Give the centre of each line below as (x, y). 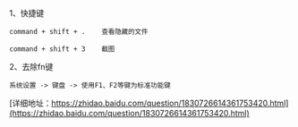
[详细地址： (30, 103)
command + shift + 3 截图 (62, 49)
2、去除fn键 (31, 67)
